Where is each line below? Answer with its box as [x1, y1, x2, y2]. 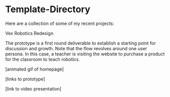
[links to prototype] [5, 76, 46, 82]
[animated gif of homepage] [5, 66, 64, 72]
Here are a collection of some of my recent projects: [5, 20, 115, 26]
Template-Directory [5, 4, 90, 15]
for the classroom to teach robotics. [5, 56, 80, 62]
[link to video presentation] [5, 85, 62, 92]
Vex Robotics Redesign [5, 30, 54, 36]
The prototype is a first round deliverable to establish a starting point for [5, 40, 156, 46]
